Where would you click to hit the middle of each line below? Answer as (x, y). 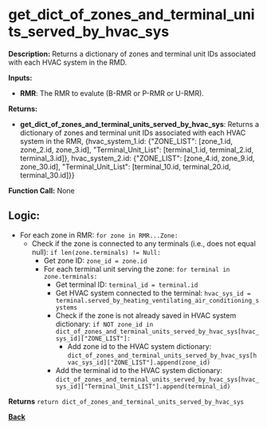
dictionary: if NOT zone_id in (104, 324)
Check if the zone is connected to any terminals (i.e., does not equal (144, 243)
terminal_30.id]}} (47, 175)
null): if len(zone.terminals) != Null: (96, 252)
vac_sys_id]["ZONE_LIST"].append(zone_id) (139, 362)
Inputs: (20, 77)
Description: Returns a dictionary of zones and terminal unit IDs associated (132, 54)
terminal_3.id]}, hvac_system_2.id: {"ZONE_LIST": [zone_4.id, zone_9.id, (137, 158)
